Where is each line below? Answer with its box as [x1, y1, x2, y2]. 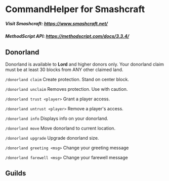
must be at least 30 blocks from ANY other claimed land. [5, 67, 123, 73]
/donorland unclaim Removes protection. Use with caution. [5, 86, 128, 92]
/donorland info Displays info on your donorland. [5, 115, 109, 122]
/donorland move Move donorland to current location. [5, 125, 115, 131]
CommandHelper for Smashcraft [5, 4, 145, 15]
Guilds [5, 169, 26, 177]
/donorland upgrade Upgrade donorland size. [5, 135, 99, 141]
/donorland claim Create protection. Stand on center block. [5, 76, 129, 82]
